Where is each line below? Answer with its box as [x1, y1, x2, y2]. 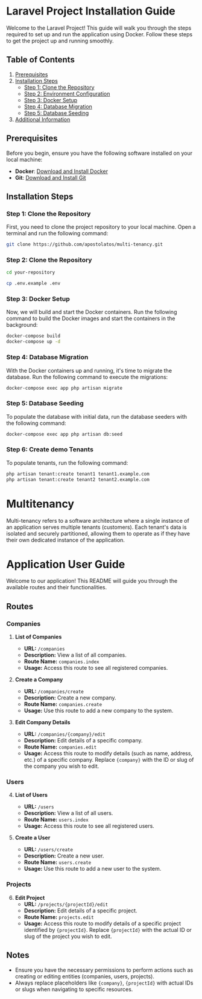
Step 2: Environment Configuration [24, 90, 110, 97]
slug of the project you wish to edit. [24, 932, 112, 940]
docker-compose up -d [6, 339, 61, 345]
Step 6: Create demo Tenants [6, 445, 93, 454]
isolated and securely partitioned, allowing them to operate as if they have [6, 529, 191, 537]
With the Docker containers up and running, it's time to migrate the [6, 367, 172, 374]
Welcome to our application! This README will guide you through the [6, 577, 178, 585]
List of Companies [14, 634, 62, 641]
